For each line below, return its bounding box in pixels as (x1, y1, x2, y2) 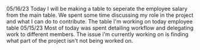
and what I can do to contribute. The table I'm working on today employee (6, 18, 193, 25)
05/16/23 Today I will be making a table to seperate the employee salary (6, 5, 188, 12)
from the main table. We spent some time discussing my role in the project (6, 11, 194, 19)
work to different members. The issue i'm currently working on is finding (6, 31, 188, 38)
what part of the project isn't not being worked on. (6, 37, 133, 44)
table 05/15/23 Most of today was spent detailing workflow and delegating (6, 24, 194, 31)
